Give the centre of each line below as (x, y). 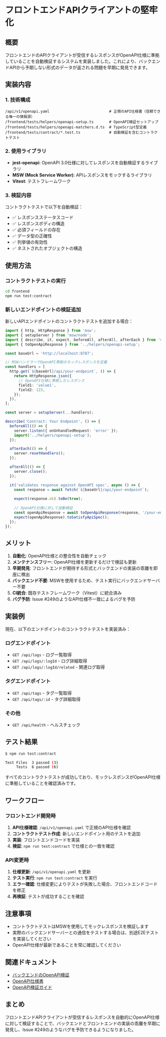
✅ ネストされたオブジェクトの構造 (47, 248)
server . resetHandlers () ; (40, 453)
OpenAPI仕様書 (28, 981)
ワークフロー (25, 800)
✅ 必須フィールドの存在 (36, 230)
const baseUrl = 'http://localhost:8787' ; (49, 353)
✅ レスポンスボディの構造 (39, 224)
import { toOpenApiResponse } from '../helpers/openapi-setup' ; (73, 344)
